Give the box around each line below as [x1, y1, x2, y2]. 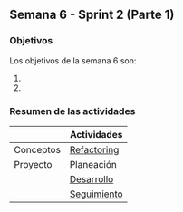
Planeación [69, 158, 118, 170]
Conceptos [14, 143, 62, 156]
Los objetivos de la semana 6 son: [9, 54, 137, 66]
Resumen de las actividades [9, 104, 136, 117]
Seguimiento [69, 188, 124, 200]
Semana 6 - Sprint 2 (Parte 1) [9, 7, 175, 23]
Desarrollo [69, 172, 114, 185]
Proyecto [14, 158, 53, 170]
